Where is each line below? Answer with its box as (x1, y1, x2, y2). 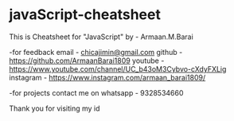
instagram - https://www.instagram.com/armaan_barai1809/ (9, 72, 206, 82)
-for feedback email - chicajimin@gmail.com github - (9, 47, 183, 57)
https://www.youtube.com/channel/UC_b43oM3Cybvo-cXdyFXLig (9, 64, 227, 73)
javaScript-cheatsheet (9, 6, 162, 24)
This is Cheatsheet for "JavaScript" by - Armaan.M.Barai (9, 32, 193, 41)
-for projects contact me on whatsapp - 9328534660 (9, 88, 184, 97)
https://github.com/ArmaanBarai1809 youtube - (9, 56, 165, 65)
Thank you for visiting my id (9, 103, 100, 113)
